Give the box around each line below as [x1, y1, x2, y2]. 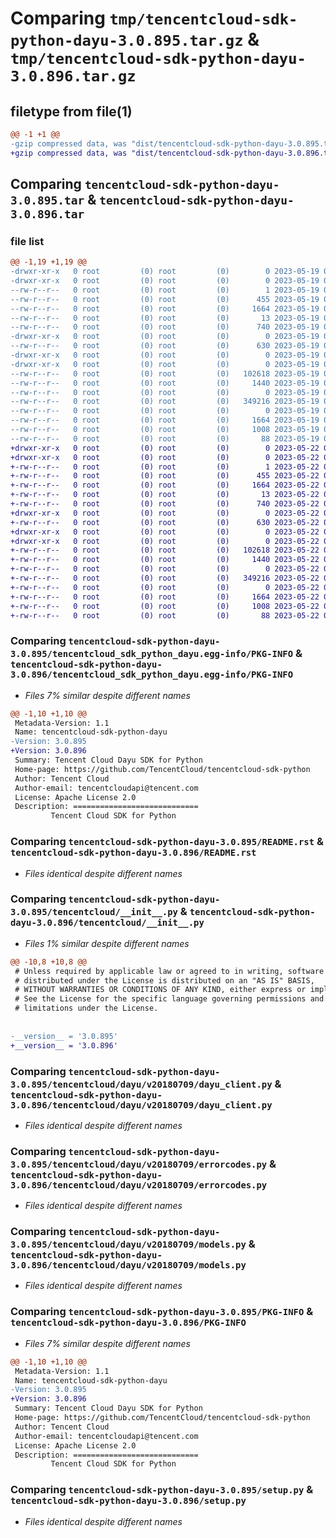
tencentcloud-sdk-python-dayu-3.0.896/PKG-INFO [10, 1317, 247, 1329]
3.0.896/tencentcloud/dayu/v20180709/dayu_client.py [10, 1099, 273, 1111]
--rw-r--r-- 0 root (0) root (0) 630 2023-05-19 [10, 341, 320, 351]
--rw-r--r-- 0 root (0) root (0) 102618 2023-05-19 [10, 368, 320, 379]
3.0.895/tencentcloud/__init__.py [10, 907, 178, 918]
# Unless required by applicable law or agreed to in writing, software [14, 966, 325, 976]
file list [10, 234, 45, 248]
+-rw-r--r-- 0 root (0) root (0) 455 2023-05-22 [10, 471, 320, 481]
